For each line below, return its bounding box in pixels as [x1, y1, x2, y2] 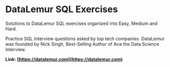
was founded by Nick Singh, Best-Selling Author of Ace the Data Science [5, 41, 160, 47]
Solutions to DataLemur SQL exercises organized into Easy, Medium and [5, 20, 158, 26]
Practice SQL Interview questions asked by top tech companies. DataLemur [5, 36, 165, 42]
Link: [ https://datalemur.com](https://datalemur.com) [5, 56, 123, 62]
